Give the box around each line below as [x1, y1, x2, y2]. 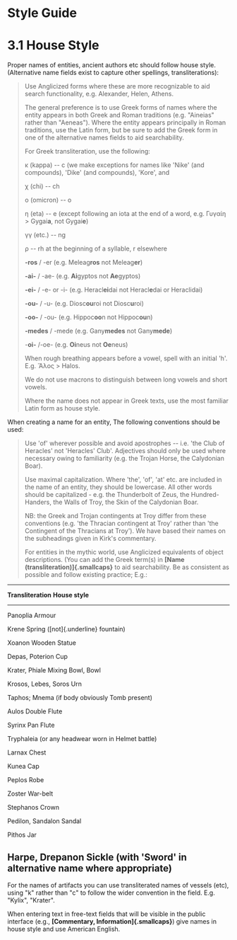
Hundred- [190, 491, 220, 499]
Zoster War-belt [7, 789, 54, 798]
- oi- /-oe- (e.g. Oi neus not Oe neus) [24, 340, 128, 349]
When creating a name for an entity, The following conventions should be [7, 418, 221, 426]
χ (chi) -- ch [24, 182, 60, 190]
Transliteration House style [7, 591, 90, 600]
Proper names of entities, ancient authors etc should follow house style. [7, 61, 217, 69]
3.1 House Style [7, 38, 99, 54]
